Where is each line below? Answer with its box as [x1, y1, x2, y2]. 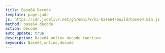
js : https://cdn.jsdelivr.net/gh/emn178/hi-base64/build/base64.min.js [5, 17, 160, 22]
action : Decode [5, 26, 38, 31]
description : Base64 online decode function [5, 36, 101, 41]
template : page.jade [5, 12, 49, 17]
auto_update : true [5, 31, 44, 36]
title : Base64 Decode [5, 7, 51, 13]
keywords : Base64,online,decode [5, 40, 74, 45]
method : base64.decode [5, 21, 53, 27]
